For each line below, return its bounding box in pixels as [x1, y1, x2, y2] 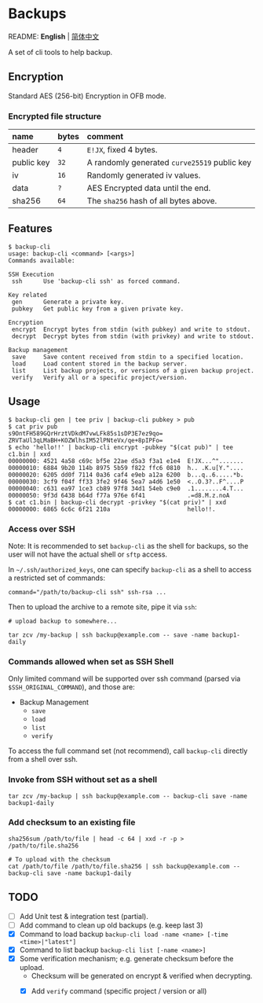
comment [86, 131, 124, 142]
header [12, 145, 39, 156]
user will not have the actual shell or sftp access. [8, 549, 167, 559]
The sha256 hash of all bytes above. [86, 196, 217, 207]
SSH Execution [8, 270, 55, 278]
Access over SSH [8, 524, 76, 535]
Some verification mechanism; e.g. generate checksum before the [19, 953, 234, 963]
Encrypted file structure [8, 111, 102, 122]
